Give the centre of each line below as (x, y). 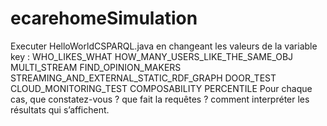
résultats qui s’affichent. (60, 109)
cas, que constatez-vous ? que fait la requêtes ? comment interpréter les (160, 99)
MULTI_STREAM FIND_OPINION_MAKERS (96, 67)
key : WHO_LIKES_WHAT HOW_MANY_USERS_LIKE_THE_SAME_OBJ (152, 56)
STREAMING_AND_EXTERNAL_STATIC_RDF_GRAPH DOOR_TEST (143, 78)
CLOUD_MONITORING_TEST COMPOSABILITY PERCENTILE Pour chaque (161, 88)
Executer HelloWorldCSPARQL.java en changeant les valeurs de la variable (164, 46)
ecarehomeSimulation (104, 18)
